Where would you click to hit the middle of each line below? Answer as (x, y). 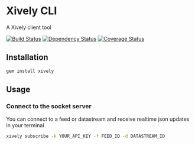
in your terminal (25, 125)
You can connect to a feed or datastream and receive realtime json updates (98, 119)
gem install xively (30, 71)
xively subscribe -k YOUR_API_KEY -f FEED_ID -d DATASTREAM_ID (86, 136)
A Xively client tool (29, 27)
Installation (27, 57)
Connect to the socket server (49, 106)
